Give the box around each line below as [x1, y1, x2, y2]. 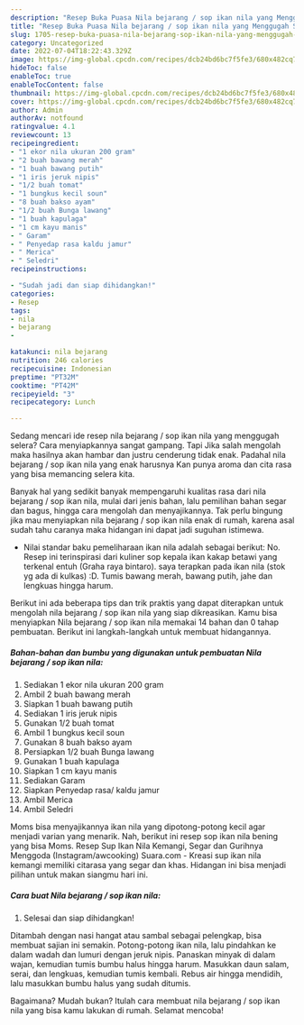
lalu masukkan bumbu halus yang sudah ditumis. [10, 978, 191, 989]
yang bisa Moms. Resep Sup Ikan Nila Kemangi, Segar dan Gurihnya [10, 840, 264, 852]
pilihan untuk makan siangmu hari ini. [10, 869, 148, 880]
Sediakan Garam [23, 775, 86, 786]
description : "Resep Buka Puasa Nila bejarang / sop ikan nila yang [10, 13, 273, 23]
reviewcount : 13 [10, 131, 71, 140]
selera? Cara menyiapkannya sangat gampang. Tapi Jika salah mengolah [10, 440, 281, 451]
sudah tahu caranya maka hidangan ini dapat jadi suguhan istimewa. [10, 525, 264, 535]
